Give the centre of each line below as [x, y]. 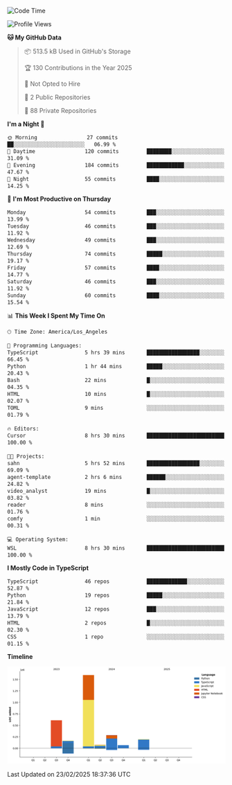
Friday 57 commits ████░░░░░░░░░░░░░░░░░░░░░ [116, 268]
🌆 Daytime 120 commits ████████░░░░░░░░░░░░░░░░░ [116, 152]
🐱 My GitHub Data [35, 37]
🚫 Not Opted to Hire [52, 84]
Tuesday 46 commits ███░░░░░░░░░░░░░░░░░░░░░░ [116, 226]
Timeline [20, 657]
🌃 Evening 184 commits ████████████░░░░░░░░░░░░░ [116, 165]
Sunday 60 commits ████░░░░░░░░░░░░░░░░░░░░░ [116, 296]
